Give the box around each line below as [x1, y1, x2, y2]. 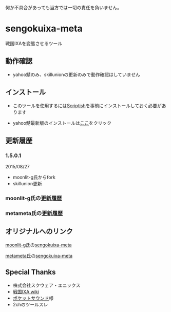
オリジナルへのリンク [5, 227, 73, 236]
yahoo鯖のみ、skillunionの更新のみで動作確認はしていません [12, 71, 140, 77]
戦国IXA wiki [12, 288, 40, 295]
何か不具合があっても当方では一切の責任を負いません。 [5, 5, 122, 10]
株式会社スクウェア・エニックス [12, 282, 81, 288]
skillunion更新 [12, 181, 42, 187]
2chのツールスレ [12, 301, 48, 307]
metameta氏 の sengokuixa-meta [5, 252, 73, 259]
